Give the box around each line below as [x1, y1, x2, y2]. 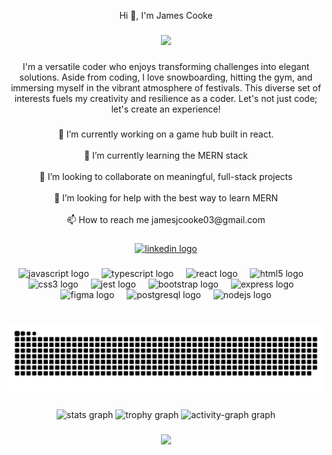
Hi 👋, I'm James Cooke [119, 10, 213, 21]
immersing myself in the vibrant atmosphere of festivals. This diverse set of [10, 81, 322, 94]
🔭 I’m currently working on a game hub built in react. [57, 128, 275, 140]
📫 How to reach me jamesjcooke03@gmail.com [66, 213, 266, 225]
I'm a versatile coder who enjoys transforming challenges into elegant [22, 60, 310, 72]
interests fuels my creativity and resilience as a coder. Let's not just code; [14, 92, 318, 104]
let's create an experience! [111, 103, 221, 115]
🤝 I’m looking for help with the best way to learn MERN [53, 191, 278, 204]
